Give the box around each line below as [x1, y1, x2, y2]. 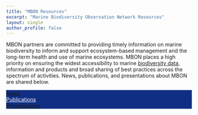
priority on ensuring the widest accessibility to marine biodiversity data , [6, 60, 180, 67]
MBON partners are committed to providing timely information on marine [6, 41, 182, 48]
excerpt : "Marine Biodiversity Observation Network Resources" [6, 14, 165, 20]
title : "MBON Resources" [6, 8, 67, 15]
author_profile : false [6, 25, 62, 31]
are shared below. [6, 79, 49, 86]
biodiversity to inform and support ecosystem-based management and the [6, 48, 187, 55]
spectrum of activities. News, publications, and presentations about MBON [6, 72, 187, 79]
